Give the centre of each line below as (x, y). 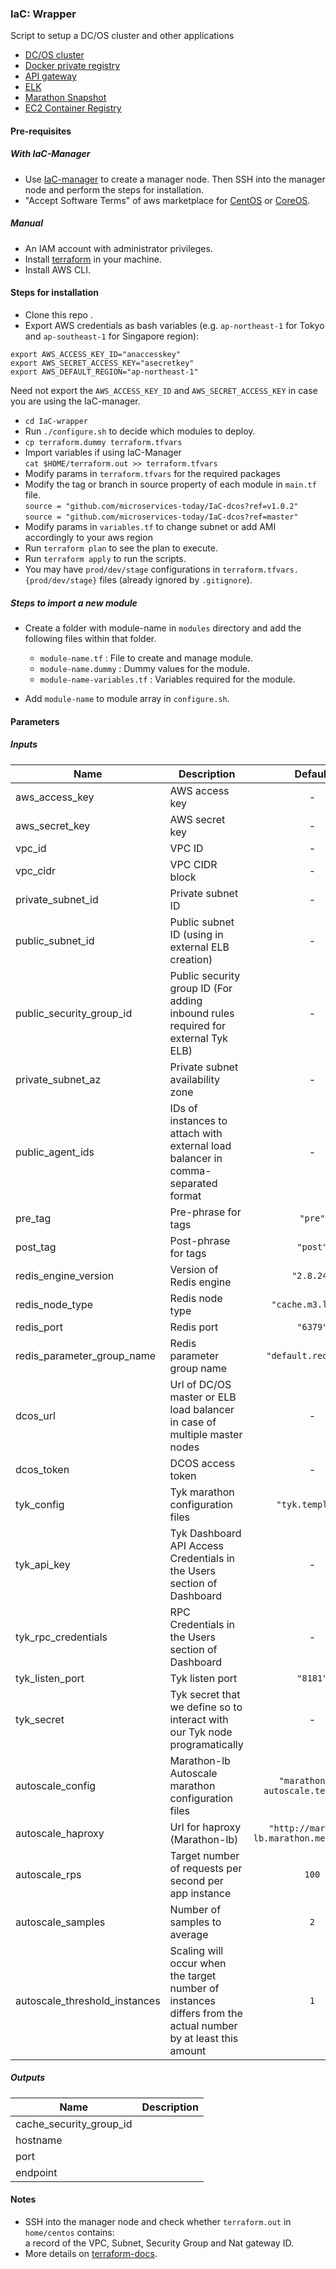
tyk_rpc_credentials (61, 1637)
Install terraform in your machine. (93, 259)
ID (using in (196, 934)
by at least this (204, 2038)
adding (186, 1000)
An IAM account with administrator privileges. (118, 248)
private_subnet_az (58, 1079)
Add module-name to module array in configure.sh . (127, 698)
